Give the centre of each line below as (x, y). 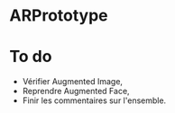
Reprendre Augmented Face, (76, 91)
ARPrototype (59, 16)
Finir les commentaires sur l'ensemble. (94, 100)
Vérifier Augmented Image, (73, 82)
